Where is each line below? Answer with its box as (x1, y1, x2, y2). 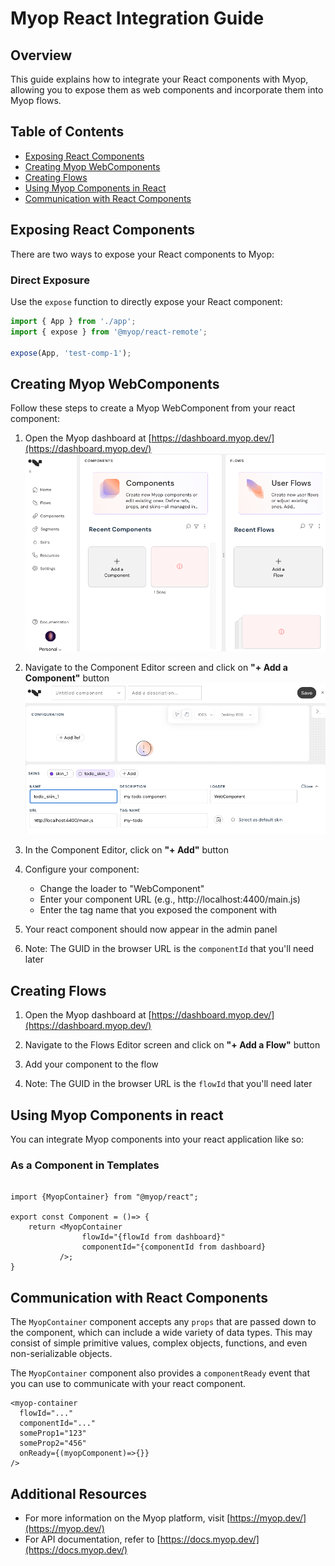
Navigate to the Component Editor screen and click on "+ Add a (24, 662, 288, 674)
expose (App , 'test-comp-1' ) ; (10, 348, 132, 358)
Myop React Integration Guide (10, 7, 265, 30)
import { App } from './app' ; (10, 316, 137, 326)
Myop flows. (10, 95, 62, 106)
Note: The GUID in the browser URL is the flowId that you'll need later (24, 1078, 313, 1090)
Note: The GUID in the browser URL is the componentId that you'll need (24, 943, 315, 955)
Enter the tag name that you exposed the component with (39, 904, 278, 916)
